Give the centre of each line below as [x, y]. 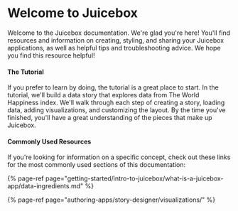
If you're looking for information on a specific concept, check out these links [119, 157]
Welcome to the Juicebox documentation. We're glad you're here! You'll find [119, 33]
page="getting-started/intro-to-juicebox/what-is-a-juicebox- [134, 178]
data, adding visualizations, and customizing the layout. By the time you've [117, 110]
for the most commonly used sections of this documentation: [97, 165]
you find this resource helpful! [51, 55]
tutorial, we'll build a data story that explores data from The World [103, 95]
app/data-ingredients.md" [45, 186]
